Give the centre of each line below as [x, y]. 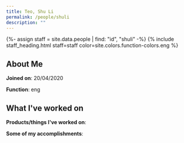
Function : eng [23, 89]
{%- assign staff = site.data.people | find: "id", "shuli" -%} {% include [90, 39]
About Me [24, 64]
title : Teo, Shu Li [30, 11]
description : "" [26, 22]
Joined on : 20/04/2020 [35, 78]
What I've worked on [45, 108]
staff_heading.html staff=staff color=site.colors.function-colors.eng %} [92, 45]
